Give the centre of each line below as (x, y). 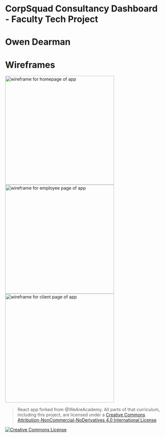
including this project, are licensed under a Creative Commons (81, 415)
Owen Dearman (38, 42)
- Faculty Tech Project (52, 19)
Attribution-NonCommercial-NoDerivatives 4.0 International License (87, 420)
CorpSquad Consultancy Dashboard (82, 9)
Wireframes (30, 65)
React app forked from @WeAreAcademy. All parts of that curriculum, (88, 410)
